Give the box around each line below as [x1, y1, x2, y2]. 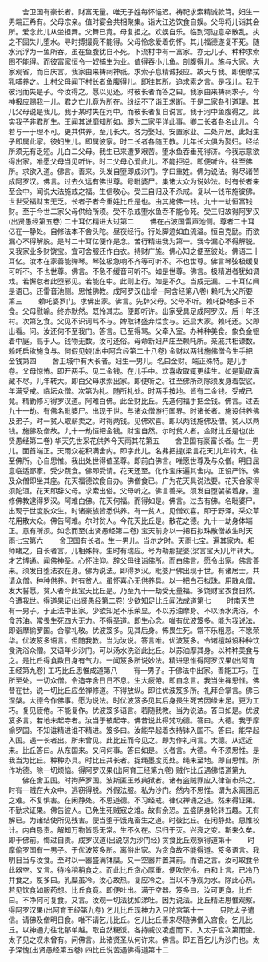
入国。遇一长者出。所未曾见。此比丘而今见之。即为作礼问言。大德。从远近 [8, 735, 253, 745]
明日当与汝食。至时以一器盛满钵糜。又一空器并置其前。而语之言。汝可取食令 [8, 855, 260, 865]
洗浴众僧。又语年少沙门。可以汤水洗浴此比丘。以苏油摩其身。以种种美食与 [14, 646, 260, 655]
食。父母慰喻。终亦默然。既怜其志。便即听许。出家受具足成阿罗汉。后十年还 [8, 307, 260, 315]
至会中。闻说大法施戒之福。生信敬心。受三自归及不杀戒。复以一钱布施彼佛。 [8, 187, 260, 196]
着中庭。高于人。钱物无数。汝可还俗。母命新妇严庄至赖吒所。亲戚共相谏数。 [8, 336, 260, 346]
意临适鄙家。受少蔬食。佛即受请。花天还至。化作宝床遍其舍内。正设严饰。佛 [8, 466, 260, 475]
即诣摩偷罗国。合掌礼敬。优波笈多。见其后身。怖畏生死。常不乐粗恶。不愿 [8, 626, 253, 635]
